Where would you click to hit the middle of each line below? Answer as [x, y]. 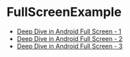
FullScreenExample [64, 12]
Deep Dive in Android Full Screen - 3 [70, 46]
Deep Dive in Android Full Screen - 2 [70, 38]
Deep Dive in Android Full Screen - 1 [69, 31]
